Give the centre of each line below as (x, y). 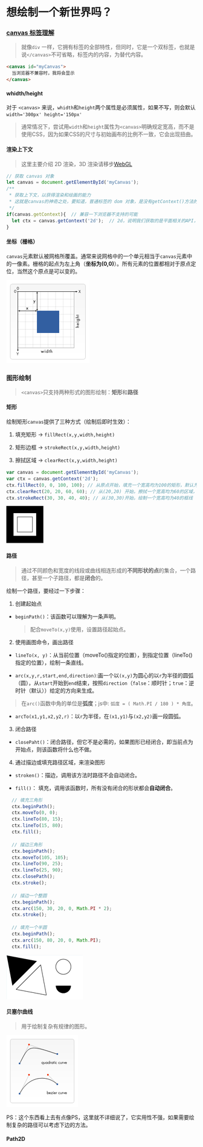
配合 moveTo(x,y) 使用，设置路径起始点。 (79, 629)
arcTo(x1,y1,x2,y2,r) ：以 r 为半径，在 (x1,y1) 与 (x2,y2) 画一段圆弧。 (99, 716)
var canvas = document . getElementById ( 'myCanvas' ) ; (72, 473)
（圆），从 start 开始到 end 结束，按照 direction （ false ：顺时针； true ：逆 (105, 683)
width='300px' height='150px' (44, 115)
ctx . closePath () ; (34, 877)
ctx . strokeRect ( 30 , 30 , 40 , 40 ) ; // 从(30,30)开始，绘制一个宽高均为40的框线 (100, 498)
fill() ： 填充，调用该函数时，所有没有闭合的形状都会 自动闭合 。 (95, 788)
